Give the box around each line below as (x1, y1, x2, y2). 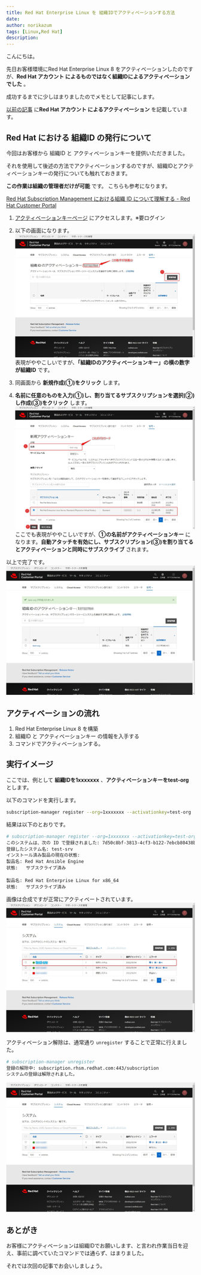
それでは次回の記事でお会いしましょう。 (6, 1262, 106, 1270)
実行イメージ (6, 759, 54, 770)
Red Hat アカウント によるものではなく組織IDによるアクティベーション (16, 73, 190, 80)
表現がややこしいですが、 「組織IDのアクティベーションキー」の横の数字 (14, 359, 190, 366)
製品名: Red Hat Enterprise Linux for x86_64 (6, 877, 119, 883)
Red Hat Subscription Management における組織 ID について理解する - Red (6, 195, 190, 202)
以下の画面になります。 (14, 227, 73, 234)
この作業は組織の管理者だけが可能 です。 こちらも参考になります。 (6, 182, 171, 190)
